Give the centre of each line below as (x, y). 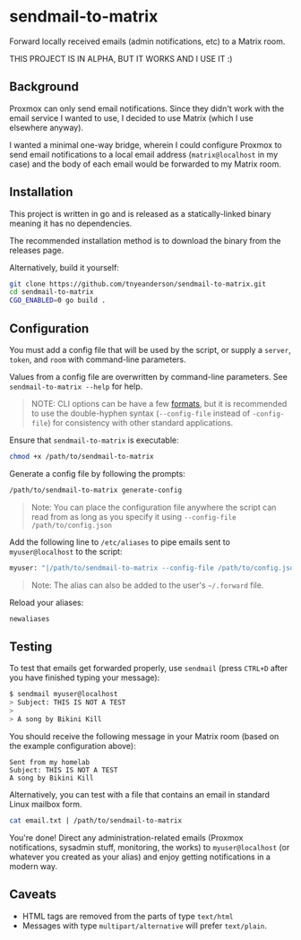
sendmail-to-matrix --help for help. (76, 386)
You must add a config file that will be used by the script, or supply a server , (150, 350)
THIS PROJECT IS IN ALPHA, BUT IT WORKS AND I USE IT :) (121, 58)
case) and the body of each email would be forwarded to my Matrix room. (146, 164)
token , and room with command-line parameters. (98, 359)
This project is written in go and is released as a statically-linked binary (140, 213)
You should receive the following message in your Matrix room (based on (144, 736)
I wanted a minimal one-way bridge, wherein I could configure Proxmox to (146, 144)
